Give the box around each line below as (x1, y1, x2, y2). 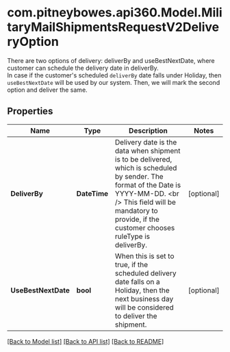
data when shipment (115, 146, 181, 155)
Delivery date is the (115, 137, 177, 147)
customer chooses (115, 223, 175, 232)
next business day (115, 294, 174, 303)
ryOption (7, 34, 60, 49)
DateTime (76, 188, 109, 198)
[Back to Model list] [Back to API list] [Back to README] (7, 337, 164, 345)
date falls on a (115, 277, 161, 286)
